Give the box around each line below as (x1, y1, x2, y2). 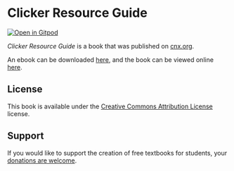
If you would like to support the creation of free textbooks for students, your (7, 148, 227, 157)
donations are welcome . (7, 156, 77, 165)
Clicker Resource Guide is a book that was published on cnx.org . (7, 42, 195, 50)
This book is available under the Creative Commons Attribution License (7, 102, 213, 110)
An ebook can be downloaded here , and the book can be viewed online (7, 55, 214, 64)
